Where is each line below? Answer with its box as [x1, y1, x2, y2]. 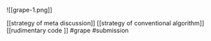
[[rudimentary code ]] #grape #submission [6, 27, 130, 34]
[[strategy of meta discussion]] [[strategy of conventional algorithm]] [6, 19, 205, 27]
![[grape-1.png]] [6, 6, 53, 14]
